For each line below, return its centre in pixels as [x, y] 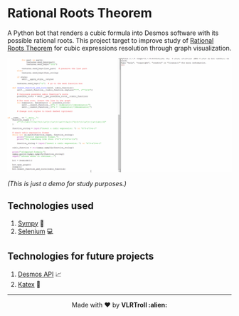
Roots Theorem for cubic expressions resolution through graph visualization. [119, 48]
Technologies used [51, 206]
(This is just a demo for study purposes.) [67, 183]
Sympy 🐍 [31, 223]
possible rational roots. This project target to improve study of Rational [111, 40]
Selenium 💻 [36, 231]
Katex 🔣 [29, 284]
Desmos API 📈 [39, 274]
